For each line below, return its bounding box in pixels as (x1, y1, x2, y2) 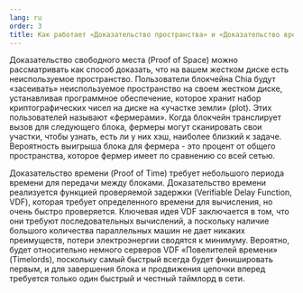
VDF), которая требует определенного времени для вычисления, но (9, 197, 273, 207)
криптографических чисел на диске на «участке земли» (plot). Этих (9, 103, 272, 114)
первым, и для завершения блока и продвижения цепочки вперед (9, 263, 266, 275)
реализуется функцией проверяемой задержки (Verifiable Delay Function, (9, 187, 293, 198)
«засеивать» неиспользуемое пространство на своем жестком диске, (9, 83, 283, 95)
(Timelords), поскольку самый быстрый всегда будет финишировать (9, 254, 273, 265)
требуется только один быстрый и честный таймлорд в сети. (9, 273, 245, 284)
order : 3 (9, 22, 42, 31)
